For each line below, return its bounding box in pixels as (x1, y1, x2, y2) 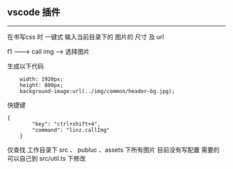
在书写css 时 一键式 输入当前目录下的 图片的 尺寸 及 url (7, 32, 164, 41)
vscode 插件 (7, 6, 61, 19)
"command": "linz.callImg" (32, 126, 110, 133)
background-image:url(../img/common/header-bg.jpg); (19, 88, 175, 95)
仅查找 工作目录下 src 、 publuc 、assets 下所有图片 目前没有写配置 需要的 (7, 146, 220, 154)
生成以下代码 (7, 61, 44, 70)
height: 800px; (19, 81, 64, 88)
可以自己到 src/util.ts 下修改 (7, 154, 86, 162)
